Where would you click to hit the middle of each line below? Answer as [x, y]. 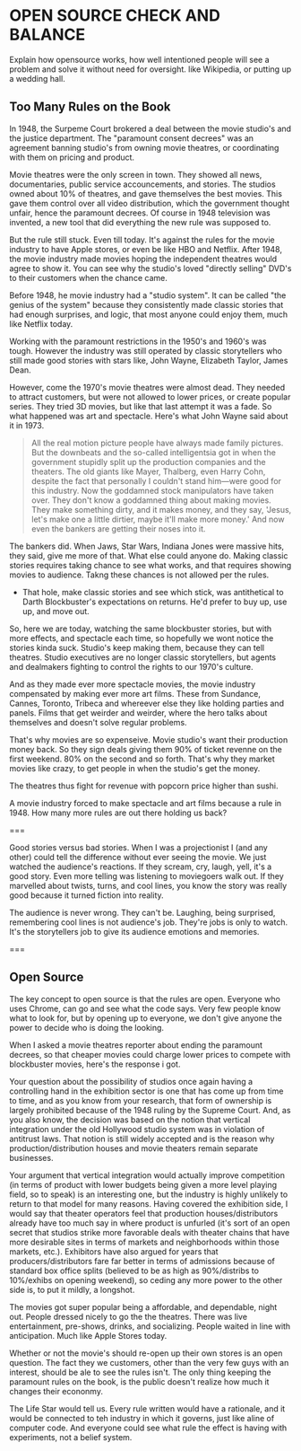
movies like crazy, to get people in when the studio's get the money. [135, 768]
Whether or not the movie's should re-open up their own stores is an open [146, 1353]
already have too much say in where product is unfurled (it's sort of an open [150, 1223]
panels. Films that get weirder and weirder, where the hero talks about [138, 712]
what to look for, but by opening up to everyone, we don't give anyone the [146, 1018]
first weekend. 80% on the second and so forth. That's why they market [142, 759]
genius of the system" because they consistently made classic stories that [146, 304]
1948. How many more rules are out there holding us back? [118, 813]
